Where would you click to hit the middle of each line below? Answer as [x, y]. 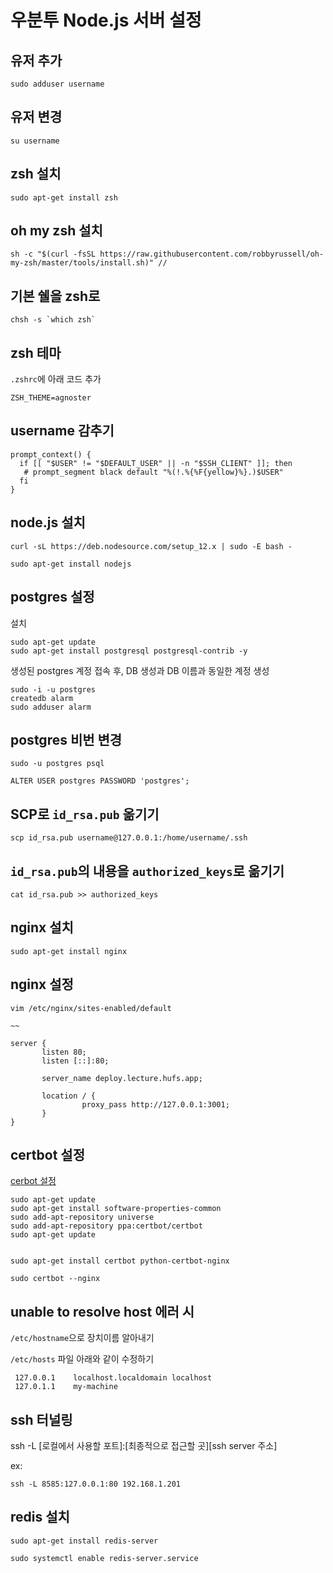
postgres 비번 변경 [66, 739]
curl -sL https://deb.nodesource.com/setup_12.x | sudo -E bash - [151, 546]
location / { [69, 1096]
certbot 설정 [47, 1154]
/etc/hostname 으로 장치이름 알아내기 [82, 1338]
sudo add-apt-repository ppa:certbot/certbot [106, 1226]
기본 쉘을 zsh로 [55, 296]
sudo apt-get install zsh [64, 197]
